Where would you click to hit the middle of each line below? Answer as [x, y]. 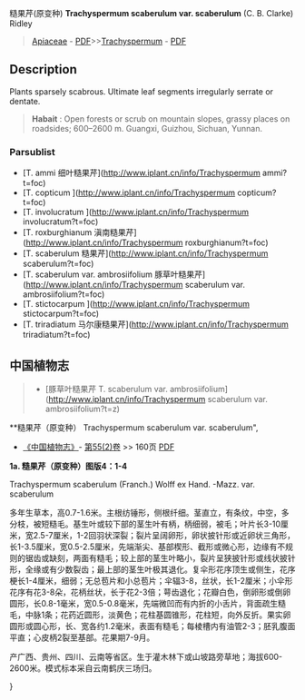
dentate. [25, 101]
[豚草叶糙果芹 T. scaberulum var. [106, 389]
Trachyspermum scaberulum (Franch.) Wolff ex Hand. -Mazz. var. [133, 484]
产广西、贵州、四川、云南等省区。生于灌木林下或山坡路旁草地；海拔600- [146, 656]
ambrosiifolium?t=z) [83, 409]
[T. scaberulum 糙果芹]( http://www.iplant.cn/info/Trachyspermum [145, 253]
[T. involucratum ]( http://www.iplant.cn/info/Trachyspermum [136, 212]
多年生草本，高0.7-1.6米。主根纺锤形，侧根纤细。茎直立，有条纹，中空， [145, 512]
